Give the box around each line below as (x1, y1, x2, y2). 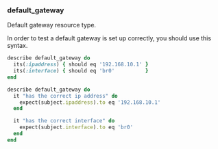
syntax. (7, 42, 28, 50)
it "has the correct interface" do (13, 118, 115, 124)
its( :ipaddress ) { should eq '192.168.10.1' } (13, 61, 149, 68)
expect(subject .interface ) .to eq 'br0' (19, 124, 134, 131)
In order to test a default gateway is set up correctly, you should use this (7, 34, 211, 42)
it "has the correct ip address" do (13, 92, 118, 99)
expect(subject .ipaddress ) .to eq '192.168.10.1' (19, 98, 161, 106)
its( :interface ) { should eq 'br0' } (13, 68, 149, 74)
